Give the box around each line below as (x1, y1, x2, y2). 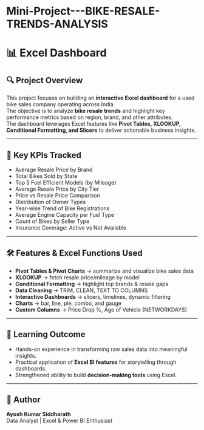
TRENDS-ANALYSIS (6, 17, 108, 31)
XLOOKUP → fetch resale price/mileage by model (15, 273, 140, 281)
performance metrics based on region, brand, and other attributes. (6, 114, 173, 121)
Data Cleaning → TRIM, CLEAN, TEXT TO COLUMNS (15, 287, 148, 294)
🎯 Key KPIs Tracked (6, 150, 82, 160)
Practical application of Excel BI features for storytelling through (15, 358, 177, 366)
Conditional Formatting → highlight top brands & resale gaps (15, 280, 169, 287)
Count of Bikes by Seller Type (15, 217, 90, 225)
